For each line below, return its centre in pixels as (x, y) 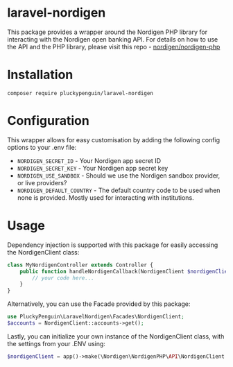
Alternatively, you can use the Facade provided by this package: (99, 304)
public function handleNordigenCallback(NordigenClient (102, 271)
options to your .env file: (42, 147)
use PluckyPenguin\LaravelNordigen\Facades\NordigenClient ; (96, 317)
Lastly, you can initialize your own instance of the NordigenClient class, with (116, 336)
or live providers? (42, 182)
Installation (40, 75)
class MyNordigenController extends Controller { (80, 265)
